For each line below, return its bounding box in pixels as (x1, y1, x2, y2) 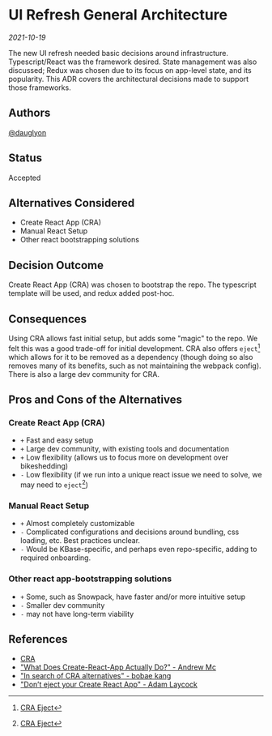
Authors (8, 106, 51, 120)
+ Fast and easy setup (19, 435, 94, 445)
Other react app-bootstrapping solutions (8, 573, 172, 584)
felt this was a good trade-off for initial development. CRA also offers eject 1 (8, 342, 261, 353)
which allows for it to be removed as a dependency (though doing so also (8, 352, 253, 362)
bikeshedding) (19, 461, 69, 471)
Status (8, 152, 43, 165)
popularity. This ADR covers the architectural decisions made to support (8, 74, 249, 83)
